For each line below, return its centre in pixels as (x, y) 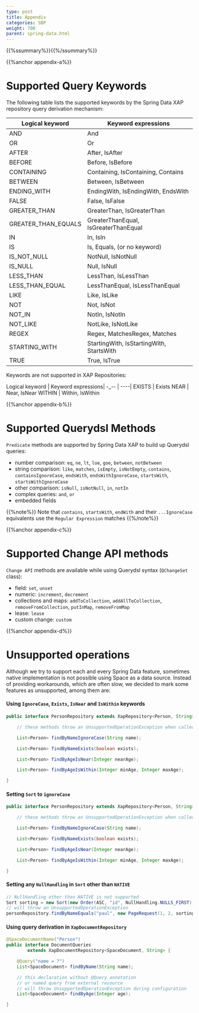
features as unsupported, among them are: (58, 690)
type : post (20, 12)
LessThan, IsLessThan (118, 276)
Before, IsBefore (110, 163)
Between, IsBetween (116, 182)
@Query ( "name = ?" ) (41, 961)
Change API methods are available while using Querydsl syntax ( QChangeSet (97, 570)
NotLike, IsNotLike (113, 324)
